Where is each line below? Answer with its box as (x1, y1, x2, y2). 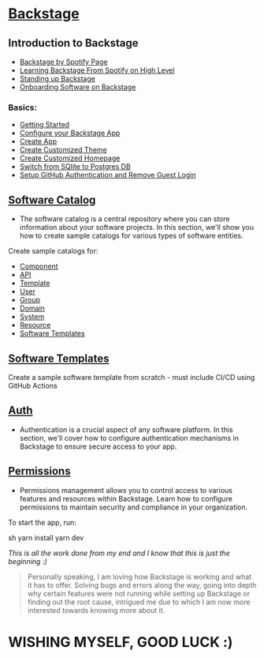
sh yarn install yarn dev (8, 532, 84, 542)
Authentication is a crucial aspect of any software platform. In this (19, 424, 234, 434)
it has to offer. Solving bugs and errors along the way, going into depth (27, 580, 257, 589)
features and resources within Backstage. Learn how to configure (19, 494, 232, 503)
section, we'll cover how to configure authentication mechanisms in (19, 433, 239, 442)
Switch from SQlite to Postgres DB (19, 162, 132, 171)
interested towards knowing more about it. (27, 605, 165, 615)
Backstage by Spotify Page (19, 57, 108, 66)
